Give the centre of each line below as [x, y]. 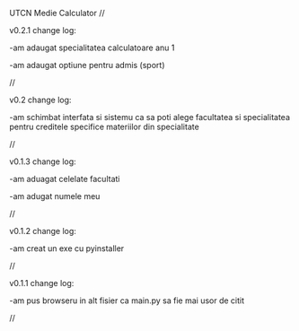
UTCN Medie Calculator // [57, 13]
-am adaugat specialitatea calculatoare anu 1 [92, 48]
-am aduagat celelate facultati [65, 179]
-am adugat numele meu [55, 196]
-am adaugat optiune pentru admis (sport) [87, 65]
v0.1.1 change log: [42, 283]
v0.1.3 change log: [43, 161]
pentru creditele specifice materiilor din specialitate [104, 126]
